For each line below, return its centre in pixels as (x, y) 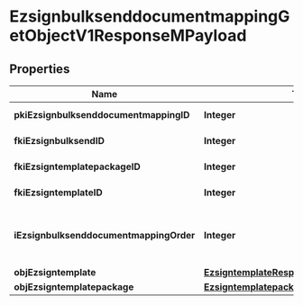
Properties (40, 69)
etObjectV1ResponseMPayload (128, 36)
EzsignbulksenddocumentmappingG (150, 17)
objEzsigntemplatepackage (74, 287)
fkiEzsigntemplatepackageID (78, 166)
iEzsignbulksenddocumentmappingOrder (105, 235)
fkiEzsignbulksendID (60, 141)
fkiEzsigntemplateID (59, 193)
